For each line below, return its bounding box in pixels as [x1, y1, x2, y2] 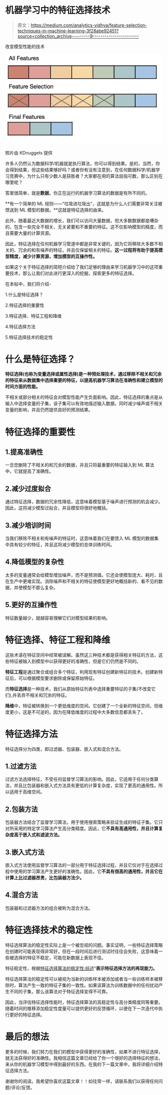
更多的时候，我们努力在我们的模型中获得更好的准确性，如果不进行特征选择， [5, 1048, 163, 1054]
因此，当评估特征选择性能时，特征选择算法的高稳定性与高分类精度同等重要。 [5, 999, 163, 1005]
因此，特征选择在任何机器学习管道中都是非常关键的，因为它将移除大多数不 [5, 240, 158, 246]
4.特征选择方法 [5, 323, 36, 329]
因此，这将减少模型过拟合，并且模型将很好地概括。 [5, 505, 110, 511]
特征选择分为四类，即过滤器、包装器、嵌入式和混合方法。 [5, 746, 123, 752]
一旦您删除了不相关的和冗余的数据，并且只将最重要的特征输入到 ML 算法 [5, 462, 154, 468]
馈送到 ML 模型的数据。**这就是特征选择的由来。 [5, 207, 106, 213]
